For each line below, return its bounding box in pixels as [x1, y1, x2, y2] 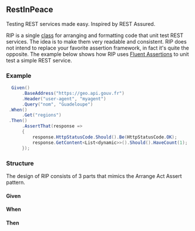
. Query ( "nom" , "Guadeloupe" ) [21, 101, 93, 107]
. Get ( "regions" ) [21, 112, 62, 118]
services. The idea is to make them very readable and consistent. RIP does [6, 38, 187, 45]
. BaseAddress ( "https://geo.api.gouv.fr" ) [21, 90, 125, 96]
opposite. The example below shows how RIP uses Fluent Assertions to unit [6, 50, 189, 58]
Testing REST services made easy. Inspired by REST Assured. [6, 20, 156, 27]
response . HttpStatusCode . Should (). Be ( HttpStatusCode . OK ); [32, 134, 177, 140]
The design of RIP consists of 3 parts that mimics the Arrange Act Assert [6, 172, 182, 179]
